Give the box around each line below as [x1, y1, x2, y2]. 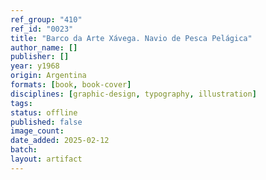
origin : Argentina [10, 71, 87, 81]
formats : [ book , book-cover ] [10, 80, 132, 90]
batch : [10, 145, 38, 155]
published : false [10, 117, 83, 127]
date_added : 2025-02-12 [10, 136, 110, 146]
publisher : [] [10, 52, 70, 62]
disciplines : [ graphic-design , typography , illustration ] [10, 89, 257, 99]
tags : [10, 98, 33, 108]
